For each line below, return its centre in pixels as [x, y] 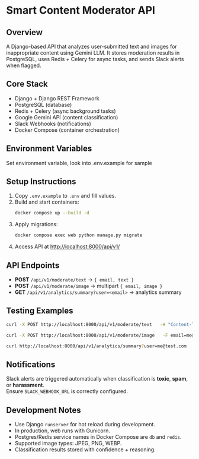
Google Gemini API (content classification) [66, 117]
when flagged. [24, 65]
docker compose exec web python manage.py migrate [78, 235]
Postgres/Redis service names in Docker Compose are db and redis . [98, 437]
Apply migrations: [36, 224]
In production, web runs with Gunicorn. [62, 430]
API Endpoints [33, 265]
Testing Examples [40, 311]
